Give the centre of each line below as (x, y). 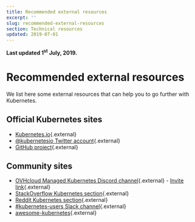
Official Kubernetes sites (54, 120)
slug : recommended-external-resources (55, 23)
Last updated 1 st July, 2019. (42, 52)
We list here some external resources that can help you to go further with (98, 94)
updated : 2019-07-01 (32, 35)
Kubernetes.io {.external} (46, 134)
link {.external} (32, 187)
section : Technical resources (45, 29)
